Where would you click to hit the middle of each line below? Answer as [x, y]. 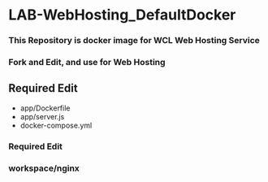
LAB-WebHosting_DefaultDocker [122, 15]
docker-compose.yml [56, 125]
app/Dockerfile [45, 108]
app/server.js [42, 116]
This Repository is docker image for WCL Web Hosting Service [134, 41]
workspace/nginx [44, 168]
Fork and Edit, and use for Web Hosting [87, 63]
